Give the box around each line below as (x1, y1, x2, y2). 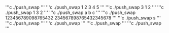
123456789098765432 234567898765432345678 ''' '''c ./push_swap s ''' (5, 15, 161, 20)
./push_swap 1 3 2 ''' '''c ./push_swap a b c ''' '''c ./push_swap (5, 9, 136, 15)
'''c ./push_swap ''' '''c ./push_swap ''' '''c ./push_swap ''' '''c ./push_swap (5, 20, 161, 26)
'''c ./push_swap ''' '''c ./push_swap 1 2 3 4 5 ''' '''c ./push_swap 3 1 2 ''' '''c (5, 4, 164, 10)
